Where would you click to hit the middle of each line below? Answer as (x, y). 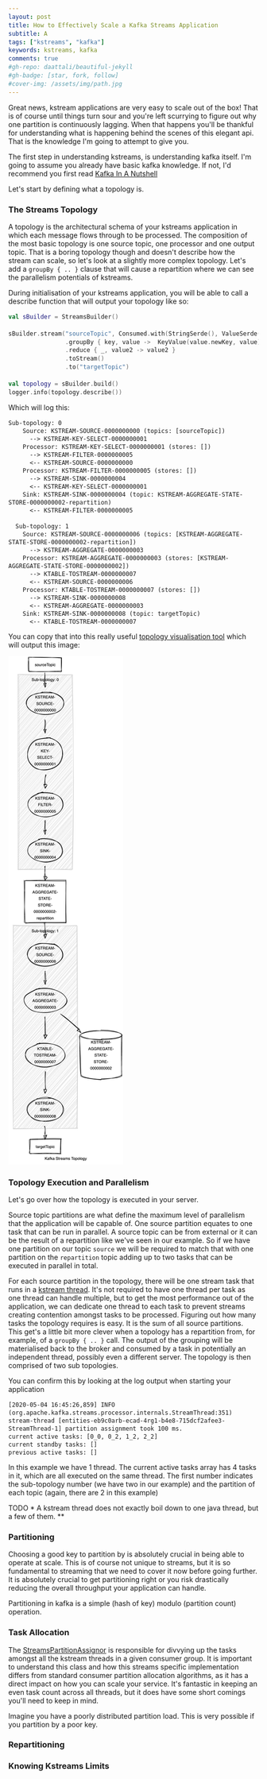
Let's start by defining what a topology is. (76, 189)
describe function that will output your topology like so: (99, 301)
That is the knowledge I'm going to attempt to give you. (99, 141)
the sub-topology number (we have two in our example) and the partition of (132, 1484)
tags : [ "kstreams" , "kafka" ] (56, 42)
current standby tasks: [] (53, 1444)
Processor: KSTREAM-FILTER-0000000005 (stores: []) (110, 470)
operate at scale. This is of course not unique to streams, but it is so (120, 1563)
